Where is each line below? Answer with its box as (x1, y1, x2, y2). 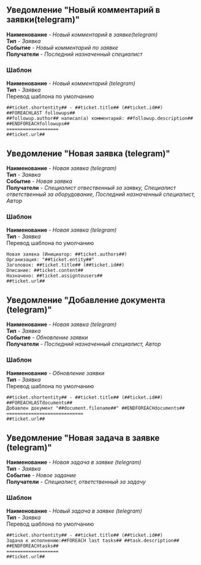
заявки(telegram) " (6, 15, 80, 25)
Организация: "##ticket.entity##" (6, 257, 95, 263)
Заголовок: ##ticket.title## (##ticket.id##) (6, 262, 124, 268)
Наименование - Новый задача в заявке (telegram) (6, 507, 143, 515)
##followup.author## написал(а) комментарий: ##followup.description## (6, 115, 193, 122)
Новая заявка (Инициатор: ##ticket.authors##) (6, 251, 127, 257)
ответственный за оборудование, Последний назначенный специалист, (6, 190, 195, 198)
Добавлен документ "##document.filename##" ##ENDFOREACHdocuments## (6, 405, 185, 411)
